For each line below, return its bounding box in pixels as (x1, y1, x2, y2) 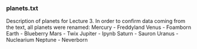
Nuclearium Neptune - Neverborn (6, 37, 88, 44)
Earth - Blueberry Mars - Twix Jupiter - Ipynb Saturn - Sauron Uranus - (6, 30, 179, 37)
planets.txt (6, 4, 38, 12)
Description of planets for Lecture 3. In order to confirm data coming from (6, 18, 186, 25)
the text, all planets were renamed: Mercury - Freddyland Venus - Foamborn (6, 24, 192, 31)
